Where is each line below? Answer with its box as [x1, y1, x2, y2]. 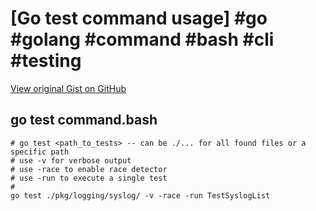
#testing [10, 50, 82, 72]
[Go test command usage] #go [10, 7, 268, 30]
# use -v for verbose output [10, 155, 132, 166]
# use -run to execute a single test [10, 173, 168, 183]
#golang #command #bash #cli [10, 28, 275, 51]
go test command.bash [10, 112, 158, 129]
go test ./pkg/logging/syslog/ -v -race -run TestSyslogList [10, 190, 271, 201]
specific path [10, 147, 70, 157]
